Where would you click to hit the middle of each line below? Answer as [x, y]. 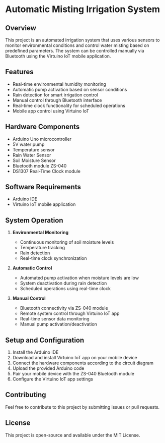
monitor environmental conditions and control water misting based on [77, 45]
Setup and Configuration [45, 340]
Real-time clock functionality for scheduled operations [69, 105]
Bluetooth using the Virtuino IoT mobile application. [58, 56]
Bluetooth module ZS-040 [39, 165]
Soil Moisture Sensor [34, 160]
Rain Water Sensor [32, 155]
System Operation [34, 220]
